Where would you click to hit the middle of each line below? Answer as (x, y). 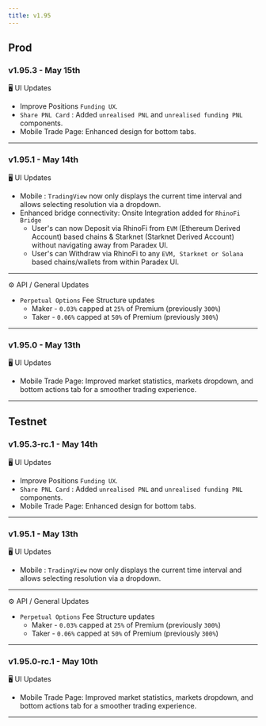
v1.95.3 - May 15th (44, 70)
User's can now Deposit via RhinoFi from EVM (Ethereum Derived (136, 228)
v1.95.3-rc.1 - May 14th (53, 444)
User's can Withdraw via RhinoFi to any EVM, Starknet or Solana (137, 253)
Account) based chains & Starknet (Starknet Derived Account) (133, 236)
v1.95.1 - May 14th (44, 159)
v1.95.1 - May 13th (43, 534)
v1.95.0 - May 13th (44, 344)
